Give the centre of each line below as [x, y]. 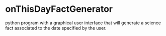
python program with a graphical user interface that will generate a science [83, 23]
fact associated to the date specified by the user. [56, 28]
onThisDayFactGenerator [59, 9]
